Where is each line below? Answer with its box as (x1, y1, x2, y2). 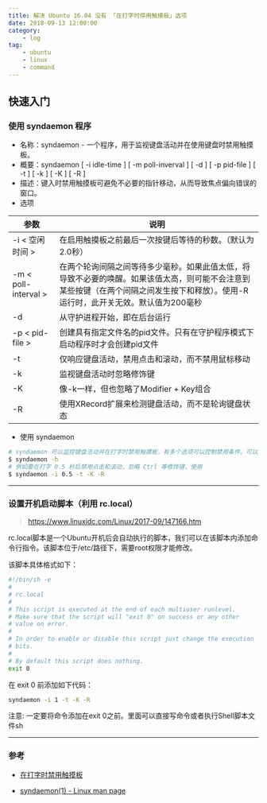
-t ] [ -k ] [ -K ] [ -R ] (19, 169, 86, 179)
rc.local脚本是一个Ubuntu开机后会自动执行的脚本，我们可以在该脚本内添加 (8, 533, 252, 543)
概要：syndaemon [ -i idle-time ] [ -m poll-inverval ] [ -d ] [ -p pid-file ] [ (19, 160, 256, 169)
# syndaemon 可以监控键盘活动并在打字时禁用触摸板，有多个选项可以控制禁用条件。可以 (8, 448, 258, 456)
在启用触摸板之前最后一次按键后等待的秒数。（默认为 (59, 235, 254, 246)
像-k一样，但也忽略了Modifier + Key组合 (59, 383, 211, 394)
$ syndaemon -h (8, 456, 59, 464)
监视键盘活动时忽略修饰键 (59, 369, 155, 380)
